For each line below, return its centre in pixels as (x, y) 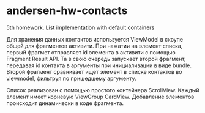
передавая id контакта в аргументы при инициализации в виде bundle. (99, 65)
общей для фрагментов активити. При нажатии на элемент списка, (95, 46)
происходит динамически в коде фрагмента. (65, 103)
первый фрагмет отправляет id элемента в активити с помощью (91, 52)
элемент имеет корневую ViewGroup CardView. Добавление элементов (100, 97)
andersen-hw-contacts (67, 11)
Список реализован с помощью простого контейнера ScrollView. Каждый (103, 90)
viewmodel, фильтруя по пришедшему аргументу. (71, 78)
